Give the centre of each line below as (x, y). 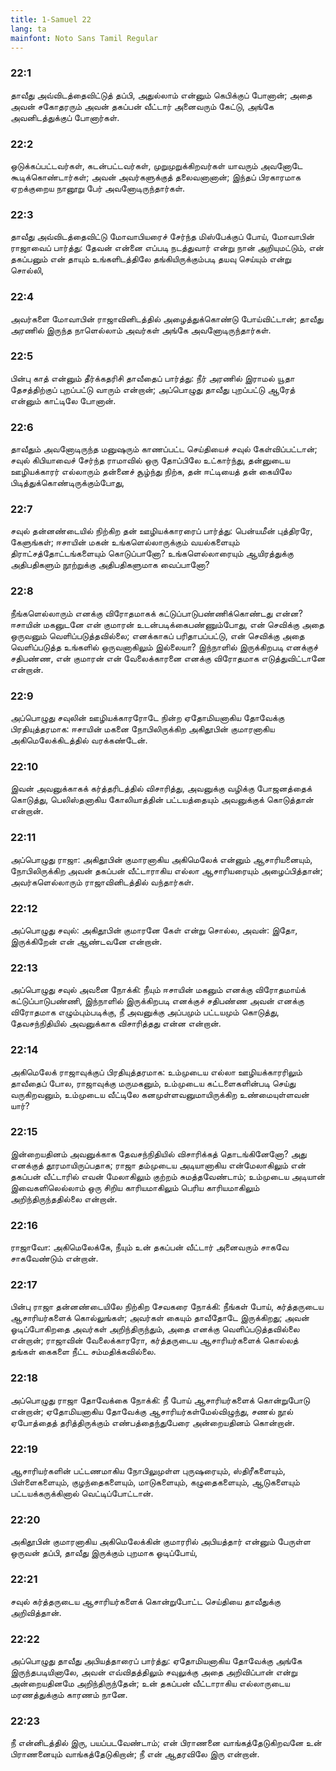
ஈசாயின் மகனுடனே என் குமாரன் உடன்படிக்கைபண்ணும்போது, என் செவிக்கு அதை (167, 624)
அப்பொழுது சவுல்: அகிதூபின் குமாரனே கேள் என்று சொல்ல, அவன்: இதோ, (154, 930)
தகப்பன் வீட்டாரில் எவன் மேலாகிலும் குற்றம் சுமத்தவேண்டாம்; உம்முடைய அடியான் (168, 1176)
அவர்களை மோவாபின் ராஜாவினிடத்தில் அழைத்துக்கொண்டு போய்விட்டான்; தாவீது (167, 318)
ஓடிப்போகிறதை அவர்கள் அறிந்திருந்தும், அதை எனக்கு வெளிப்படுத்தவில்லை (155, 1329)
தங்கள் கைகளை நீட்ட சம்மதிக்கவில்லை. (83, 1352)
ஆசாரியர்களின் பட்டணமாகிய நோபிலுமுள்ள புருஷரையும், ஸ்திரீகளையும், (148, 1471)
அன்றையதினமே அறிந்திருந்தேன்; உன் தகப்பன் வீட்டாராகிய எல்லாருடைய (150, 1683)
